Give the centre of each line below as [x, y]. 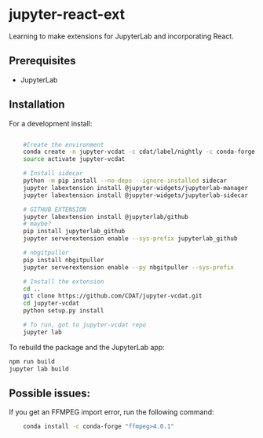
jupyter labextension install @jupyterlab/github [106, 217]
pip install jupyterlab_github [74, 232]
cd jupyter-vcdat [51, 304]
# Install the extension [64, 281]
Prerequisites [42, 61]
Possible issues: [50, 393]
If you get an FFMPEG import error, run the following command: [111, 412]
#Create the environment [64, 144]
